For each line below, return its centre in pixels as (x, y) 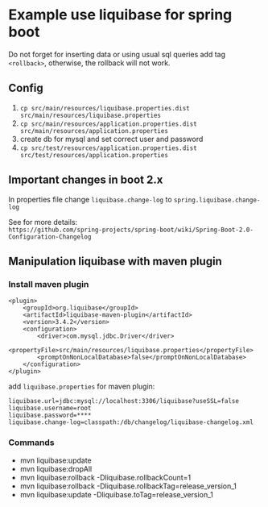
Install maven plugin (49, 284)
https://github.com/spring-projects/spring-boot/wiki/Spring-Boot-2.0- (131, 230)
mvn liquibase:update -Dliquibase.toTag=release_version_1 (116, 494)
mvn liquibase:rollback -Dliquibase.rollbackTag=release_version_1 (128, 486)
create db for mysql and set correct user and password (111, 139)
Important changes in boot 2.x (86, 180)
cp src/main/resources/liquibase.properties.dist (105, 108)
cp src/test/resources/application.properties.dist (108, 148)
